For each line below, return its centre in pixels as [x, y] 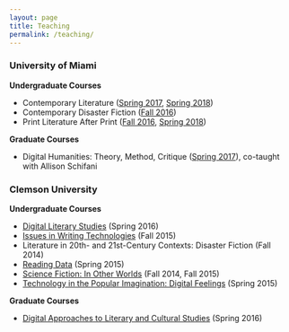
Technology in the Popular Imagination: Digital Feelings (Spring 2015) [150, 283]
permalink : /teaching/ [52, 34]
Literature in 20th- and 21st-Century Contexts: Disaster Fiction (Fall [146, 245]
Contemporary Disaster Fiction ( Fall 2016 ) [99, 112]
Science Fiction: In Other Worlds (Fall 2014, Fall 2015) [121, 274]
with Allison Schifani [60, 166]
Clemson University [53, 189]
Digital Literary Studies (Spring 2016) [90, 226]
